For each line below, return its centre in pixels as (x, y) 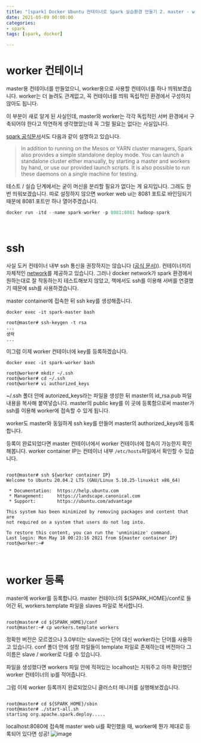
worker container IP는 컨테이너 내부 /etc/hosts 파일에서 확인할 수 (106, 451)
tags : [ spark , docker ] (34, 34)
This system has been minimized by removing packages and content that (97, 512)
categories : (21, 23)
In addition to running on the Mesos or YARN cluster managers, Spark (106, 149)
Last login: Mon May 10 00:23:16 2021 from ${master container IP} (92, 538)
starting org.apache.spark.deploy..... (56, 714)
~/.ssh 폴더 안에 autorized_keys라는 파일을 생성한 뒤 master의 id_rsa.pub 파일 (99, 395)
